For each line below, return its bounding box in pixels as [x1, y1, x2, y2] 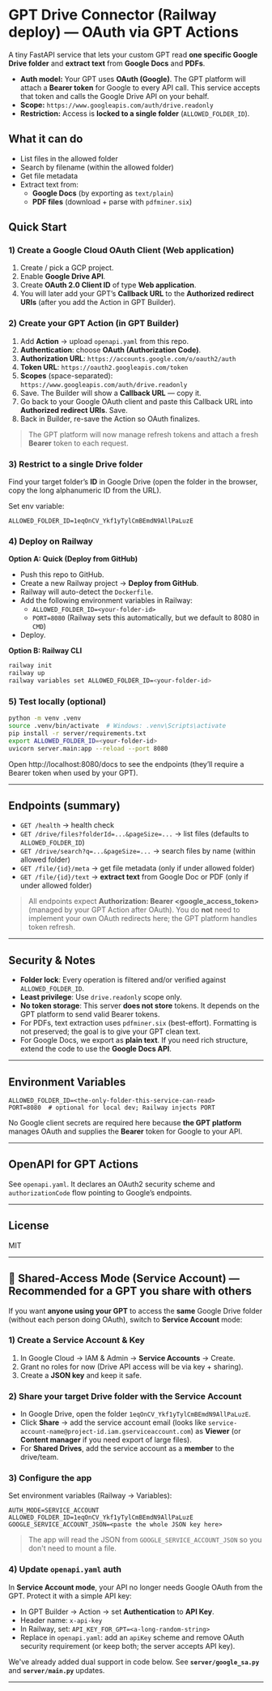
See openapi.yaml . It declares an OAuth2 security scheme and [8, 1179, 215, 1189]
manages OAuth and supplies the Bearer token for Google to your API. [8, 1126, 243, 1137]
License [8, 1219, 49, 1233]
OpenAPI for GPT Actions [8, 1158, 139, 1172]
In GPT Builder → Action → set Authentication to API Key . [19, 1607, 215, 1616]
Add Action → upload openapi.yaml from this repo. [19, 336, 189, 346]
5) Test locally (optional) [8, 695, 107, 707]
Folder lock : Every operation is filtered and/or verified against [19, 975, 227, 985]
